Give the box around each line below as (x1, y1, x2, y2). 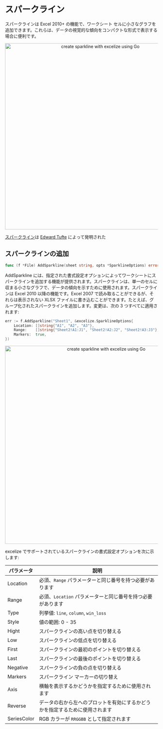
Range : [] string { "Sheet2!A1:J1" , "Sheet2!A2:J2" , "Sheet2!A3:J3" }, (14, 328, 160, 333)
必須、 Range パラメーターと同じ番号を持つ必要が (39, 577, 150, 583)
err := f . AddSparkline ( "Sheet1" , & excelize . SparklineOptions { (5, 318, 133, 323)
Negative (7, 664, 28, 671)
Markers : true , (14, 332, 47, 337)
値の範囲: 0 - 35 (39, 619, 77, 625)
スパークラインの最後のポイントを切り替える (39, 655, 141, 662)
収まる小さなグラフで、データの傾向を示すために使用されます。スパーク (5, 284, 149, 290)
